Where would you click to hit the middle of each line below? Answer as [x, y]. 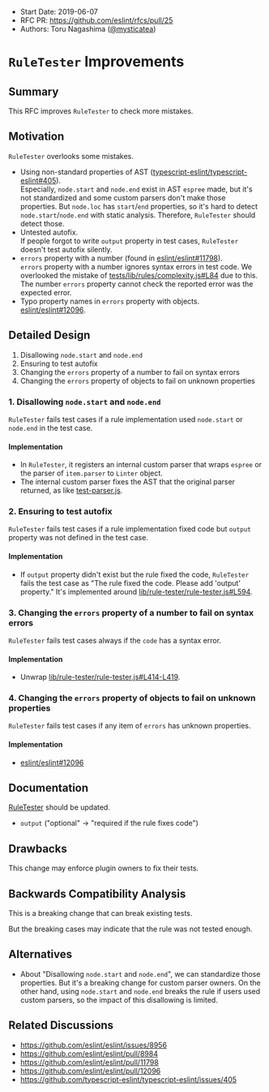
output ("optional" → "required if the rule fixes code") [109, 823]
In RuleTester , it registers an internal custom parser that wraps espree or [141, 465]
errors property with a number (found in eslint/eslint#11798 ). [121, 258]
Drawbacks [38, 848]
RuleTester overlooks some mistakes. [71, 156]
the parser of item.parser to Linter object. [92, 473]
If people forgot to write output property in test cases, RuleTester [129, 241]
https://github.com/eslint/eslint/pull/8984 [89, 1053]
